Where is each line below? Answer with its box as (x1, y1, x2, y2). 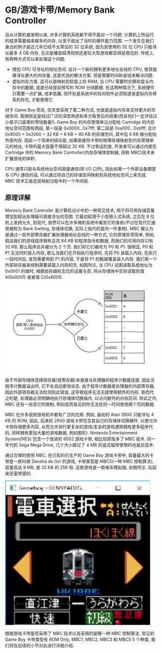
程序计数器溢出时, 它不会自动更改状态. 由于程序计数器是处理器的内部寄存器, (5, 383, 155, 389)
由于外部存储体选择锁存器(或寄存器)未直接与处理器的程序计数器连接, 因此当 (5, 377, 155, 383)
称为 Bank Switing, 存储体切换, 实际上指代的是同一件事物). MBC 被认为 (13, 225, 154, 231)
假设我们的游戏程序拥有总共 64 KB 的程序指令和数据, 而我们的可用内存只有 (5, 237, 154, 243)
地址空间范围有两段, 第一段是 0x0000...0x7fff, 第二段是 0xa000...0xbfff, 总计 (5, 125, 156, 131)
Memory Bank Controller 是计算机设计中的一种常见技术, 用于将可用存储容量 (5, 207, 155, 213)
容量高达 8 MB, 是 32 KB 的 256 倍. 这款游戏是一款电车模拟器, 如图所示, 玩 (5, 464, 153, 470)
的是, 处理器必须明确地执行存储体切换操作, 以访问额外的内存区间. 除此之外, (9, 395, 158, 401)
